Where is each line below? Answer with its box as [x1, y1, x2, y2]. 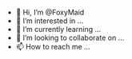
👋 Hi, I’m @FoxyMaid [15, 8, 85, 17]
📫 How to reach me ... [15, 42, 90, 51]
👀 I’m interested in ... [15, 16, 84, 26]
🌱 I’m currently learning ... [15, 25, 102, 33]
